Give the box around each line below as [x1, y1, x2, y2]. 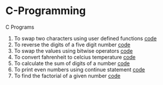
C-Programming [5, 4, 86, 18]
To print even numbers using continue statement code [13, 66, 145, 73]
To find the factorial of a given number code [13, 72, 121, 79]
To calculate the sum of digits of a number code [13, 60, 130, 67]
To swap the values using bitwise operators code [13, 47, 133, 54]
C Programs [5, 23, 35, 30]
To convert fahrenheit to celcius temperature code [13, 53, 136, 60]
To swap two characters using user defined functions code [13, 35, 157, 42]
